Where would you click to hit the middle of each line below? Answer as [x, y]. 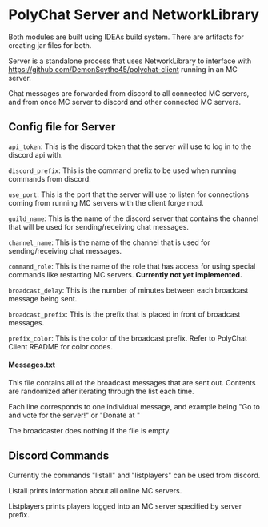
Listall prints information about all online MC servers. [95, 490]
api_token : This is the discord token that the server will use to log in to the [130, 146]
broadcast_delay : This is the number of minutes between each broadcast [128, 290]
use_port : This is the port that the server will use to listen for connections [129, 194]
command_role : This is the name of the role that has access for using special [132, 266]
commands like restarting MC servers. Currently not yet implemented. [125, 274]
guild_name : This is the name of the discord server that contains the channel [134, 218]
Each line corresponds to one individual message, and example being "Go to [134, 406]
